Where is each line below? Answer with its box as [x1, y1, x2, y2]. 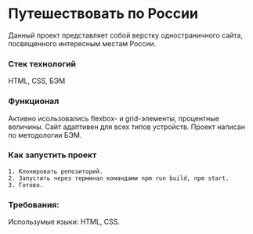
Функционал [8, 95, 60, 106]
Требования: [8, 199, 60, 210]
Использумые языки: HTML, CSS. [8, 217, 120, 227]
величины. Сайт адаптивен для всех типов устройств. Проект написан [8, 122, 245, 131]
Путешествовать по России [8, 5, 198, 23]
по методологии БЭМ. [8, 130, 82, 139]
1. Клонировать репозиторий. [8, 167, 103, 175]
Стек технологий [8, 58, 77, 69]
